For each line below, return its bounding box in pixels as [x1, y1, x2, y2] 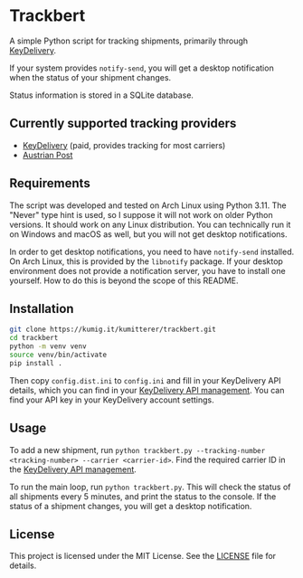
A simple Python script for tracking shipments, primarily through [9, 35, 249, 46]
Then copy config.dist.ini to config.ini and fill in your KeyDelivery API [9, 374, 281, 385]
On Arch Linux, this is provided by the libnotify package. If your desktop [9, 255, 283, 267]
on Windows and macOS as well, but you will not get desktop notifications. [9, 228, 288, 240]
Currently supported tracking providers [9, 116, 237, 131]
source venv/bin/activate [9, 350, 107, 359]
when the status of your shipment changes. [9, 71, 172, 82]
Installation [9, 300, 74, 317]
